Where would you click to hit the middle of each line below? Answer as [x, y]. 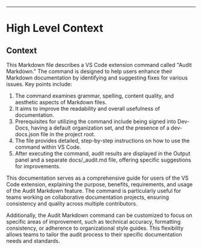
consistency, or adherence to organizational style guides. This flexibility [95, 228]
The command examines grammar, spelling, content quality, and [94, 96]
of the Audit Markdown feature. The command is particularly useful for [94, 191]
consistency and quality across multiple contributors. [72, 203]
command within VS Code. [48, 147]
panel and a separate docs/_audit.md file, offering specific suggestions [103, 160]
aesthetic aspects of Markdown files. [61, 102]
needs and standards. [33, 241]
